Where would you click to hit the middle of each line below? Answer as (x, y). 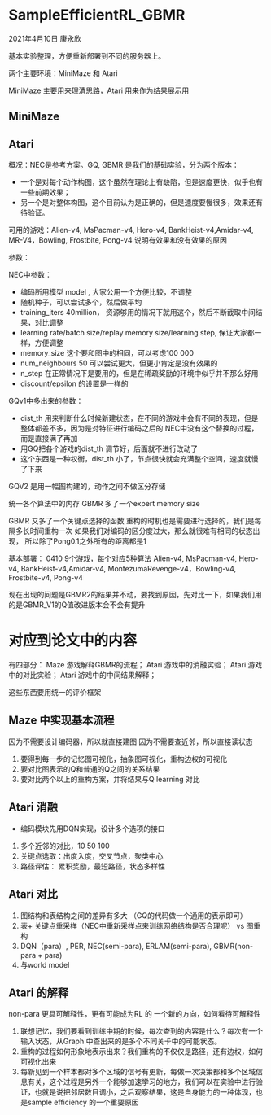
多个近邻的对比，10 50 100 (65, 846)
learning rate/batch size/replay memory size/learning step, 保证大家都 (137, 333)
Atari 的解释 (39, 993)
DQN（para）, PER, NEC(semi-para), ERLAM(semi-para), (116, 946)
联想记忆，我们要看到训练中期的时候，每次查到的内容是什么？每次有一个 (141, 1031)
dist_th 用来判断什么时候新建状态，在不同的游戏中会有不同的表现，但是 (139, 418)
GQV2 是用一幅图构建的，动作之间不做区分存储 (87, 487)
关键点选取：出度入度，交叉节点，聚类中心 (92, 855)
